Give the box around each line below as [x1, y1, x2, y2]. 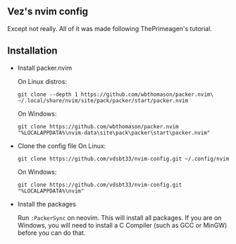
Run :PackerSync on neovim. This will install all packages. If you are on [17, 213, 222, 221]
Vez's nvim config [7, 6, 89, 18]
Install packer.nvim [17, 63, 73, 72]
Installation [7, 45, 58, 57]
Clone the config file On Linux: [17, 141, 106, 150]
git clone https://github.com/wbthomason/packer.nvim [17, 123, 179, 130]
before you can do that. [17, 228, 86, 237]
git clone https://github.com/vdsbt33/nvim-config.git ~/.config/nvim [17, 155, 230, 162]
